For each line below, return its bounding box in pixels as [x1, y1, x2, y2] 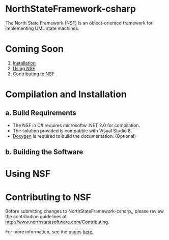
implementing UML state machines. [5, 25, 80, 31]
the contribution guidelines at [5, 214, 67, 220]
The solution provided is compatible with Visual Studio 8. [12, 128, 132, 134]
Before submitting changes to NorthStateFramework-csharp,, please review [5, 208, 164, 214]
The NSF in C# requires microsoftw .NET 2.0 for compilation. [12, 122, 140, 128]
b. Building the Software [5, 148, 83, 157]
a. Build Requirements [5, 109, 76, 117]
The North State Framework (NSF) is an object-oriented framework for [5, 20, 153, 26]
